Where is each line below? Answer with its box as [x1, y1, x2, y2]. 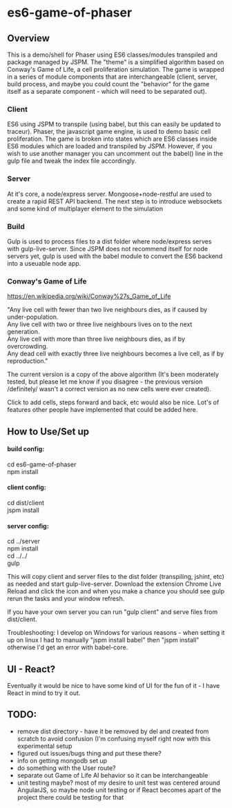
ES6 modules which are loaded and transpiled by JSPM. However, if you [7, 142, 213, 150]
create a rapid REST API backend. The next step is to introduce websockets [7, 197, 222, 205]
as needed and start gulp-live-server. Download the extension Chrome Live [7, 580, 222, 588]
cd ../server [7, 537, 40, 546]
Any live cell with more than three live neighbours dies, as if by [7, 335, 185, 343]
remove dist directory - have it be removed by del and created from [17, 727, 209, 736]
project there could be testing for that [17, 793, 124, 801]
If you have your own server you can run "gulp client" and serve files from [7, 608, 218, 616]
